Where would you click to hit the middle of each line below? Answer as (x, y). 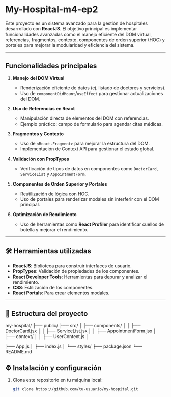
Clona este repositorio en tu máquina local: (58, 380)
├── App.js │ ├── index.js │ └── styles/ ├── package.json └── (74, 346)
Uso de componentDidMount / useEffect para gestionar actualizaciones (92, 93)
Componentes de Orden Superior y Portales (60, 184)
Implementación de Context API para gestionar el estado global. (87, 149)
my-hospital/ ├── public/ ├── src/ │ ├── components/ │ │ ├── (73, 326)
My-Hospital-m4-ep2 (52, 9)
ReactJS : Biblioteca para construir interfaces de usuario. (72, 266)
